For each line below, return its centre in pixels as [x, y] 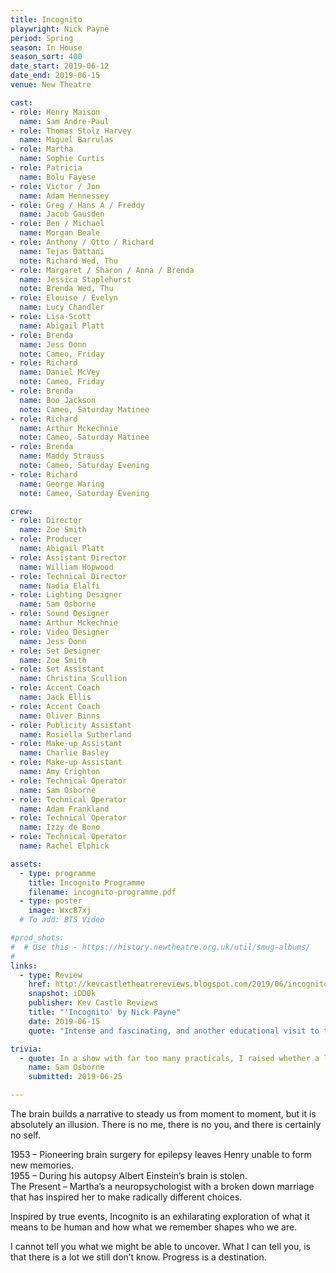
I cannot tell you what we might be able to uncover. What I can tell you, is [160, 1246]
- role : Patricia [46, 168]
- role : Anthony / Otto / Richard [82, 242]
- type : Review [51, 975]
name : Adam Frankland [64, 809]
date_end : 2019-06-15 [55, 76]
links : [24, 966]
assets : [26, 864]
